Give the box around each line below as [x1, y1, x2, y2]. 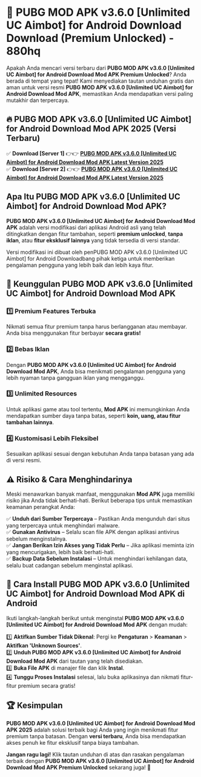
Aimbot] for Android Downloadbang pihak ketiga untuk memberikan [6, 255, 175, 262]
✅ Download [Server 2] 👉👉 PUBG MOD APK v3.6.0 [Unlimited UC [6, 165, 178, 173]
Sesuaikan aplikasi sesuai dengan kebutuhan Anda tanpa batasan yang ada [6, 450, 194, 457]
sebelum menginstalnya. [6, 535, 68, 543]
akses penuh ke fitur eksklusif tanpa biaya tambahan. [6, 739, 139, 746]
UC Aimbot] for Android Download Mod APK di [6, 589, 185, 599]
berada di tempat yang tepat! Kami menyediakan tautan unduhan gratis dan [6, 77, 194, 84]
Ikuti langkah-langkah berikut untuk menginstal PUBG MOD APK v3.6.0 [6, 614, 185, 621]
